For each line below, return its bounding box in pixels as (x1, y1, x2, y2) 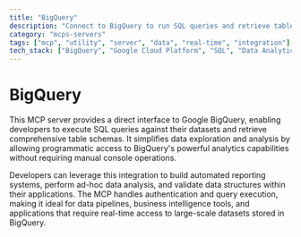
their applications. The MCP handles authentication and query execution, (9, 189, 279, 199)
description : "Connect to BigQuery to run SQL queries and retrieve (9, 21, 271, 30)
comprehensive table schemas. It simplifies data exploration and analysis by (9, 133, 291, 144)
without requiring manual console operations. (9, 153, 177, 164)
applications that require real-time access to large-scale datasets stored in (9, 207, 285, 219)
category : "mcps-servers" (9, 30, 106, 38)
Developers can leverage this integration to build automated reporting (9, 170, 266, 181)
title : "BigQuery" (9, 13, 78, 22)
